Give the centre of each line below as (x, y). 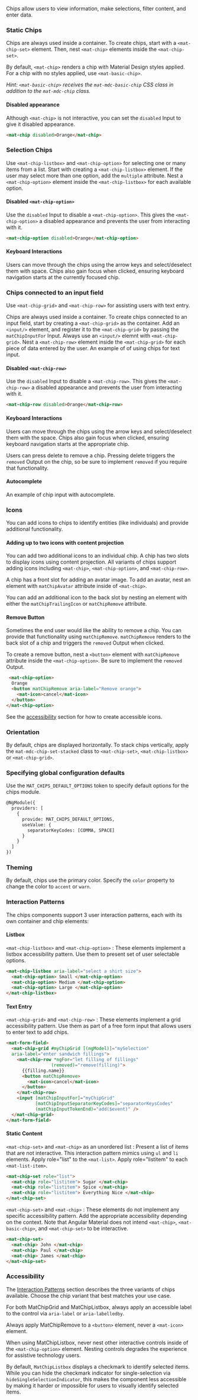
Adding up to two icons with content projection (65, 542)
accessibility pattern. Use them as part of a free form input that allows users (99, 1026)
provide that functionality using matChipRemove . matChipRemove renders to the (98, 637)
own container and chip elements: (48, 921)
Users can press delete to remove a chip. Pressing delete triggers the (91, 455)
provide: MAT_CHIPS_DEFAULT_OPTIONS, (68, 819)
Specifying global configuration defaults (66, 772)
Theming (19, 867)
